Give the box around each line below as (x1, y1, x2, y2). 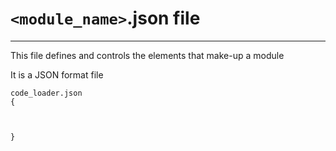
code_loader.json (10, 88, 83, 98)
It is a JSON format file (10, 68, 104, 81)
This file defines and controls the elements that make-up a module (10, 49, 285, 61)
